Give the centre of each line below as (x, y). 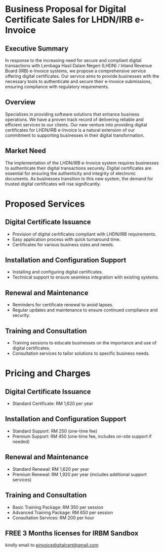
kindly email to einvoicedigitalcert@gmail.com (52, 545)
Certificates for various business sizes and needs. (63, 244)
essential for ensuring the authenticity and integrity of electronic (70, 173)
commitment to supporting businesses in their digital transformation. (75, 135)
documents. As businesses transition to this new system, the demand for (79, 178)
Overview (20, 102)
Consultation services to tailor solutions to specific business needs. (81, 353)
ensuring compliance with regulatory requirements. (57, 87)
